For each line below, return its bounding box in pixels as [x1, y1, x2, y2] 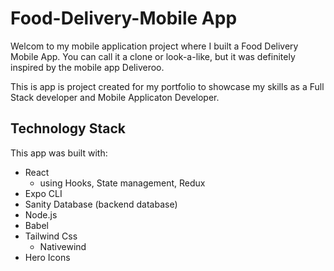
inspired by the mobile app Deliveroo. [10, 61, 165, 73]
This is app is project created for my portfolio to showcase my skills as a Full [10, 80, 325, 92]
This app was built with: [10, 147, 108, 159]
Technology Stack [10, 120, 126, 137]
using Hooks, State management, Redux [39, 177, 206, 189]
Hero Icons [24, 251, 71, 263]
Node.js [24, 208, 58, 221]
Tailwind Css [24, 230, 78, 242]
